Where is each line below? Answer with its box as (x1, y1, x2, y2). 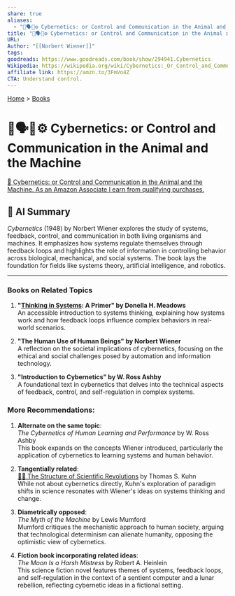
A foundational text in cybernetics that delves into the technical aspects (17, 381, 224, 389)
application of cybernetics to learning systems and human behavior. (17, 450, 213, 459)
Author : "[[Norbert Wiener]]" (7, 43, 96, 50)
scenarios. (35, 323, 66, 332)
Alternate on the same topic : (17, 421, 102, 430)
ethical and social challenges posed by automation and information (17, 352, 211, 360)
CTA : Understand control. (7, 75, 83, 83)
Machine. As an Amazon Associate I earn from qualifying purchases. (7, 185, 205, 194)
